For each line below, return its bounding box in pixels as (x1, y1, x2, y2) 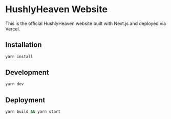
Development (5, 68, 50, 77)
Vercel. (5, 25, 20, 32)
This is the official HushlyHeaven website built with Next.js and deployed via (5, 20, 166, 26)
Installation (5, 41, 42, 49)
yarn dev (5, 81, 24, 87)
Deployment (5, 96, 46, 104)
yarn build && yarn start (5, 109, 60, 114)
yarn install (5, 54, 33, 59)
